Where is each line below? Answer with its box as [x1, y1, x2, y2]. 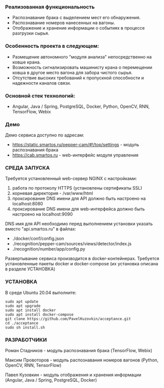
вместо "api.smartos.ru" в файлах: [5, 226, 76, 232]
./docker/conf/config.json [12, 235, 65, 242]
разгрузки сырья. [12, 31, 49, 36]
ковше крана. [12, 59, 41, 65]
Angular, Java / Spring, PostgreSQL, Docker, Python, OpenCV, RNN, [12, 103, 150, 109]
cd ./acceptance [5, 321, 38, 325]
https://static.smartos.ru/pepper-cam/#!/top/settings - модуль [12, 142, 139, 148]
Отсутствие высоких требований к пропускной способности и [12, 75, 144, 81]
